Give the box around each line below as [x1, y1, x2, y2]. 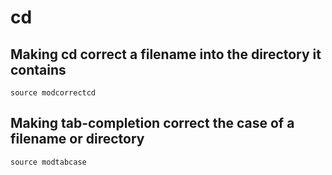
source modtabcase [10, 157, 87, 167]
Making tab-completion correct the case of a [10, 115, 295, 132]
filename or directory [10, 131, 145, 148]
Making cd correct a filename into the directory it [10, 46, 322, 63]
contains [10, 61, 67, 78]
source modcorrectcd [10, 88, 97, 98]
